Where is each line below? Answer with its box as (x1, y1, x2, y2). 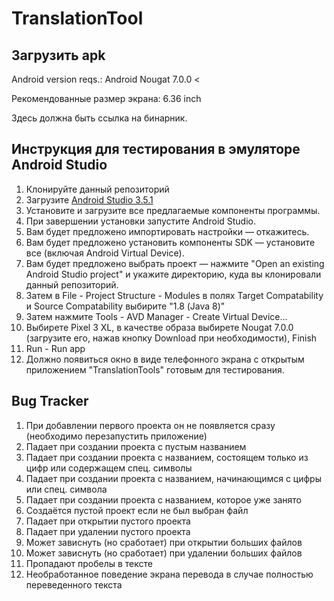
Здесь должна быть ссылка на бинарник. (11, 112, 188, 124)
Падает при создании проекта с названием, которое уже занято (25, 493, 302, 506)
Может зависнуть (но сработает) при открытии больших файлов (25, 536, 303, 548)
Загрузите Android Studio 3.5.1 (25, 193, 154, 206)
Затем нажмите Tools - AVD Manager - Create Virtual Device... (25, 310, 288, 322)
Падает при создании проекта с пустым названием (25, 440, 247, 452)
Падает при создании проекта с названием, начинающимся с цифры (25, 472, 322, 484)
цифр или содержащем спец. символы (25, 462, 193, 474)
